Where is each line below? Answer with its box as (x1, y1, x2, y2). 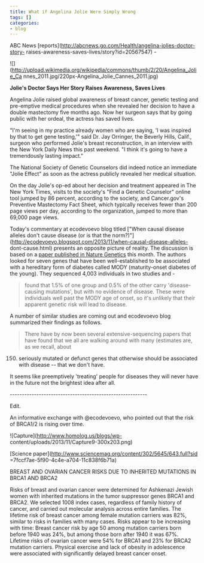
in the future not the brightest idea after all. (10, 379, 116, 387)
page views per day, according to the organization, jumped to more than (10, 208, 188, 215)
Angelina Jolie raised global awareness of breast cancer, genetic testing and (10, 96, 199, 103)
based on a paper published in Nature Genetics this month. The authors (10, 251, 187, 258)
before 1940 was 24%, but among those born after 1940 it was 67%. (10, 531, 179, 538)
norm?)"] (112, 232, 135, 239)
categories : (10, 20, 39, 26)
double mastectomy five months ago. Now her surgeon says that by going (10, 109, 192, 116)
